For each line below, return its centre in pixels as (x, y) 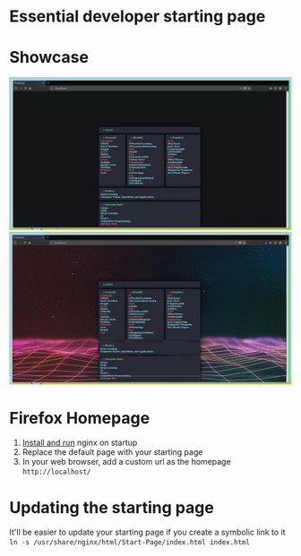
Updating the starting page (112, 507)
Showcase (49, 58)
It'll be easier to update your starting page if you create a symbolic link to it (147, 532)
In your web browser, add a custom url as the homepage (126, 462)
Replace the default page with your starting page (112, 452)
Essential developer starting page (138, 17)
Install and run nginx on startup (80, 443)
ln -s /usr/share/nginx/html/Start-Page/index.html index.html (130, 543)
